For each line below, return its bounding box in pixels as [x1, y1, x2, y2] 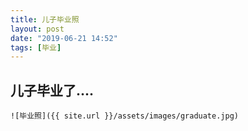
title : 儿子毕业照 [10, 14, 80, 25]
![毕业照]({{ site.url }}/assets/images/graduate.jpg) [10, 111, 239, 121]
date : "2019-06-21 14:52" [10, 33, 118, 43]
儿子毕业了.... [10, 82, 95, 99]
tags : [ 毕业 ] [10, 42, 62, 53]
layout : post [10, 24, 65, 34]
